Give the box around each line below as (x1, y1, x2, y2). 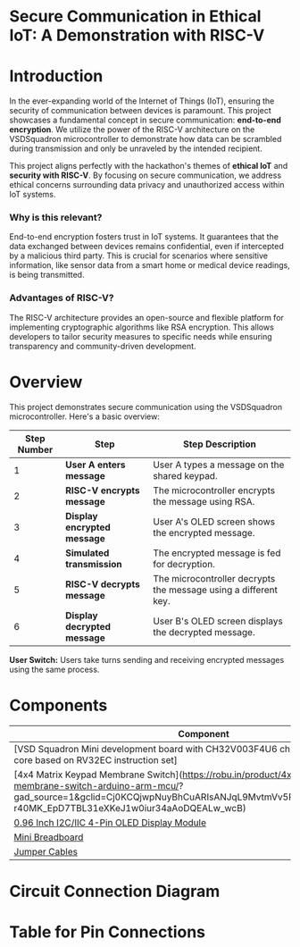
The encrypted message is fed (153, 547, 281, 559)
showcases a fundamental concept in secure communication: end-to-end (9, 114, 281, 126)
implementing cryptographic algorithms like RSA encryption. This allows (9, 322, 274, 332)
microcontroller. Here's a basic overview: (9, 411, 161, 422)
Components (9, 695, 108, 716)
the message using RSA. (153, 495, 255, 507)
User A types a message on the (153, 458, 285, 471)
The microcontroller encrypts (153, 484, 275, 497)
